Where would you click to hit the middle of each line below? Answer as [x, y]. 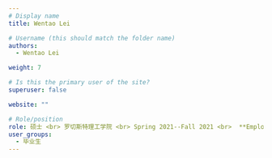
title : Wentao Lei [39, 23]
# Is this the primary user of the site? [79, 83]
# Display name [34, 16]
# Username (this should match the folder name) [92, 38]
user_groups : [30, 135]
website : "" [28, 105]
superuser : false [38, 90]
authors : [23, 45]
